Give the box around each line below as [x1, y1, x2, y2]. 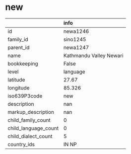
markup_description [7, 108, 55, 115]
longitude [7, 84, 30, 91]
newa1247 [63, 44, 89, 51]
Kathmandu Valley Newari [63, 52, 124, 59]
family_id [7, 36, 28, 43]
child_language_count [7, 125, 59, 132]
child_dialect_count [7, 133, 53, 140]
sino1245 [63, 36, 86, 43]
